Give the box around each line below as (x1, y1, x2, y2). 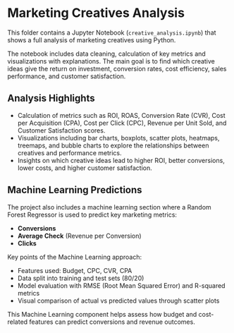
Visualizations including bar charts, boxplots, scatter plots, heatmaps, (17, 133, 220, 142)
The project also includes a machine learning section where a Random (7, 202, 211, 211)
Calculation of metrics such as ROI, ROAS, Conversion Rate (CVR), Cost (17, 111, 226, 119)
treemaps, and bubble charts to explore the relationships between (17, 141, 209, 150)
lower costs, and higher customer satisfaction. (17, 164, 153, 172)
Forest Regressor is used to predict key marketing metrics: (7, 210, 178, 219)
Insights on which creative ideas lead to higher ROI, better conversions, (17, 156, 226, 164)
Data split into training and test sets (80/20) (17, 274, 144, 282)
